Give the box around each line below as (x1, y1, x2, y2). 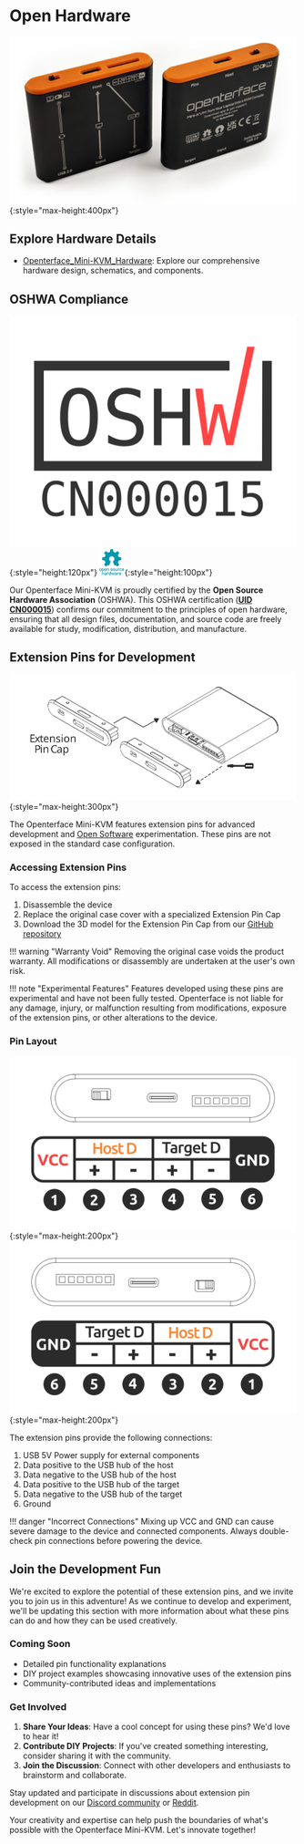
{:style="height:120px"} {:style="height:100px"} (9, 566, 213, 577)
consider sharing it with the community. (22, 1750, 171, 1761)
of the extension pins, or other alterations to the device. (9, 1012, 218, 1023)
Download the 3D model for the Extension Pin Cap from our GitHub (22, 918, 274, 930)
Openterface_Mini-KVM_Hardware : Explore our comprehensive (22, 255, 260, 266)
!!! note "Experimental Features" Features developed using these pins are (9, 983, 284, 994)
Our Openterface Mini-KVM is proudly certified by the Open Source (9, 585, 264, 596)
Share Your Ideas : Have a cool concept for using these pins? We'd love (22, 1721, 290, 1733)
